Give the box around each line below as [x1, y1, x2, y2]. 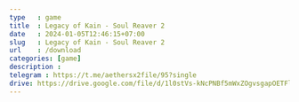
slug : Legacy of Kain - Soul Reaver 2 [9, 37, 166, 47]
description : [9, 63, 62, 72]
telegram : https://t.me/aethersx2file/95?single [9, 71, 198, 80]
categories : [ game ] [9, 54, 82, 63]
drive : [9, 79, 34, 88]
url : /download [9, 46, 82, 55]
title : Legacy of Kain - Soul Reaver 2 [9, 21, 166, 30]
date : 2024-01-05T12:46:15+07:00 [9, 29, 145, 38]
